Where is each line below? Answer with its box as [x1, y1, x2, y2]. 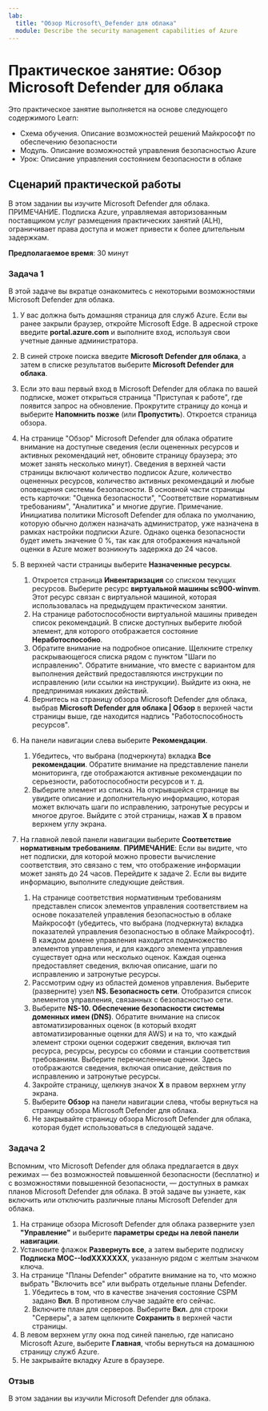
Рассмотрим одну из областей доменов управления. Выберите [31, 978, 250, 988]
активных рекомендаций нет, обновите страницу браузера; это [19, 450, 238, 461]
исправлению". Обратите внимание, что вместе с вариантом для [31, 660, 256, 670]
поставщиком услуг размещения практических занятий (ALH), [8, 216, 223, 225]
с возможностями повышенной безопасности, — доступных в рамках [8, 1178, 250, 1187]
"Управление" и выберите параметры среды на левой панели [19, 1228, 239, 1237]
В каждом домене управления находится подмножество [31, 935, 228, 945]
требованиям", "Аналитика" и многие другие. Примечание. [19, 502, 224, 511]
